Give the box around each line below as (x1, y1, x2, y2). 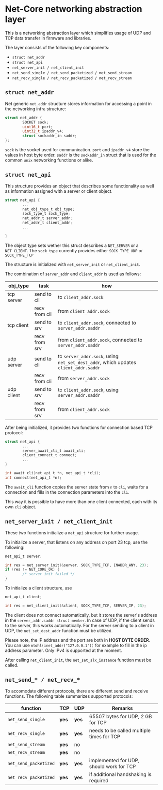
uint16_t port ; (22, 124, 53, 129)
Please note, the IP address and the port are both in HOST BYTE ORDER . (5, 637, 150, 643)
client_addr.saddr (58, 365, 100, 370)
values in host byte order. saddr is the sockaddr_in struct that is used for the (5, 152, 157, 158)
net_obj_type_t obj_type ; (22, 206, 75, 212)
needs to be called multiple (89, 727, 151, 734)
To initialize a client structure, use (5, 585, 72, 591)
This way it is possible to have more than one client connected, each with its (5, 499, 158, 505)
